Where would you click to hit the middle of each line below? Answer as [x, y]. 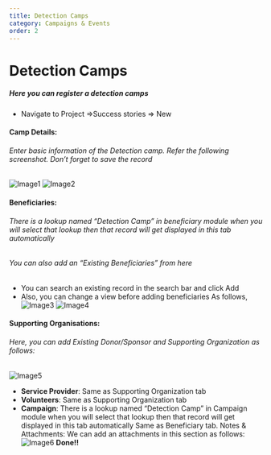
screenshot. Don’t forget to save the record [81, 159]
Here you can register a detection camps [79, 93]
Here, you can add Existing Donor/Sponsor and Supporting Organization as [134, 341]
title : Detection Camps [49, 16]
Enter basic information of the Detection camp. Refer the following [119, 151]
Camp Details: [33, 132]
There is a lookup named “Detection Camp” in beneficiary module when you [136, 221]
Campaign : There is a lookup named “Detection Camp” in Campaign [134, 408]
